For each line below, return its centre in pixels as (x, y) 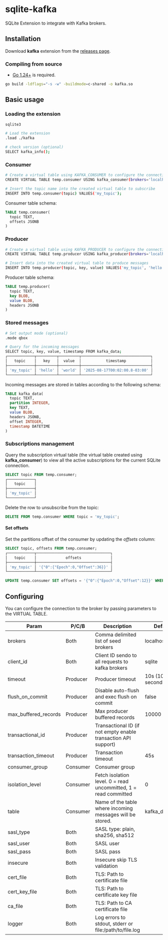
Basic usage (24, 100)
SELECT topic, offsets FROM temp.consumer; (51, 548)
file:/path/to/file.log (117, 930)
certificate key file (116, 895)
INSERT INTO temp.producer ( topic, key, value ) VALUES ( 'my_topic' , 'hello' (85, 268)
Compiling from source (34, 64)
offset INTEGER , (26, 422)
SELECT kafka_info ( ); (28, 152)
